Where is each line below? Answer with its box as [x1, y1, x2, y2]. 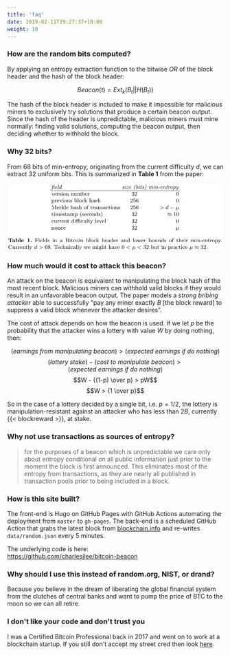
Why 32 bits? [7, 147, 53, 156]
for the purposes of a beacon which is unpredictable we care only [23, 447, 211, 455]
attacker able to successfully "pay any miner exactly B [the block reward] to [7, 299, 222, 307]
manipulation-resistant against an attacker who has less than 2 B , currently [7, 407, 218, 416]
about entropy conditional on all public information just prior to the [23, 455, 211, 463]
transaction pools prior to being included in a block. [23, 477, 170, 485]
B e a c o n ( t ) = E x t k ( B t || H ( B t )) [77, 85, 154, 96]
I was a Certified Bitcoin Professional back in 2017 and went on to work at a [7, 632, 220, 641]
